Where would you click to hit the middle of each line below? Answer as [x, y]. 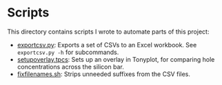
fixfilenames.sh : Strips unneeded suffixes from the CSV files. [104, 74]
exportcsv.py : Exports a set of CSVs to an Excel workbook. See [107, 45]
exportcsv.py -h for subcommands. [68, 52]
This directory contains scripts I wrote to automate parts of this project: [108, 32]
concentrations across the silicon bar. [70, 66]
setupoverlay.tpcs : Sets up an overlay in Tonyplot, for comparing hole [116, 59]
